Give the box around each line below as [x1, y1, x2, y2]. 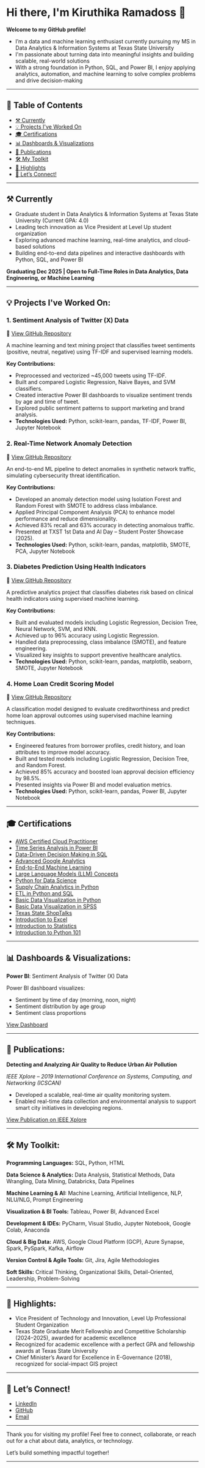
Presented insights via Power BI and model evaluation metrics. [15, 781, 172, 789]
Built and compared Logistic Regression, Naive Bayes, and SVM [15, 378, 176, 386]
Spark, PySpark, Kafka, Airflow [6, 1244, 84, 1252]
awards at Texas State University [15, 1347, 98, 1355]
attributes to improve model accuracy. [15, 748, 111, 756]
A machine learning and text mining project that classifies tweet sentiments [6, 342, 195, 349]
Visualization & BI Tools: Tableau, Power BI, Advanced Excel [6, 1208, 160, 1215]
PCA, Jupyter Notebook [15, 548, 75, 555]
